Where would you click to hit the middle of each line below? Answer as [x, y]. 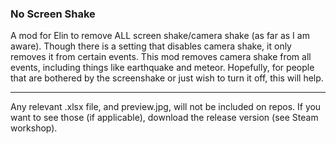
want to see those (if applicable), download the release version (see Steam [164, 118]
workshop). [34, 128]
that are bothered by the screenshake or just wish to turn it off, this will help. [167, 78]
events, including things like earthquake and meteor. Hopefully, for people [162, 68]
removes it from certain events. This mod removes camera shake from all [161, 57]
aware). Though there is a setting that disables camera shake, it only [151, 46]
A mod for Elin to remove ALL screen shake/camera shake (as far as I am [160, 36]
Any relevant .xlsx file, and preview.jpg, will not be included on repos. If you [166, 107]
